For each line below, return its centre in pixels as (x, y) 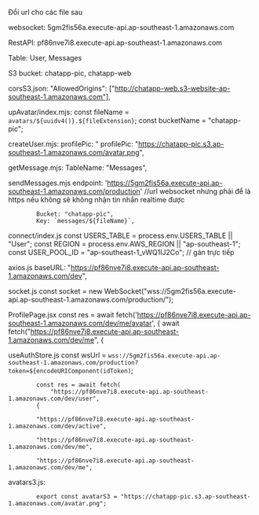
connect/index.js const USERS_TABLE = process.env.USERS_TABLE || (120, 235)
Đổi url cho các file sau (46, 12)
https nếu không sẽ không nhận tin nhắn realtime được (97, 200)
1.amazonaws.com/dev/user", (54, 398)
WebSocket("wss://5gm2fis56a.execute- (170, 291)
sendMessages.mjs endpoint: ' (58, 183)
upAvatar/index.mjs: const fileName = (69, 112)
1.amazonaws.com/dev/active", (58, 426)
